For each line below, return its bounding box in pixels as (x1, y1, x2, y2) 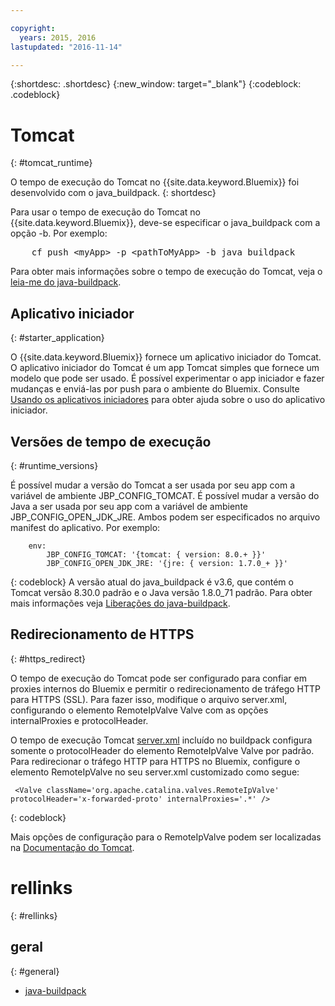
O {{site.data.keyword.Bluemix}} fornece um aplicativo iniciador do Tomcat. (10, 351, 322, 363)
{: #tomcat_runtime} (10, 157, 93, 169)
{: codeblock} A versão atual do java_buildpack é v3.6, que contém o (10, 576, 294, 588)
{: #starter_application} (10, 332, 105, 344)
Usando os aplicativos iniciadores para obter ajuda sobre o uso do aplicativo (10, 394, 326, 406)
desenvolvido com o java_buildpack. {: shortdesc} (10, 187, 217, 199)
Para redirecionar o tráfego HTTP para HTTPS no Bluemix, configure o (10, 755, 301, 767)
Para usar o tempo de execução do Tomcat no (10, 206, 202, 218)
